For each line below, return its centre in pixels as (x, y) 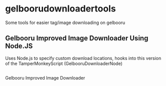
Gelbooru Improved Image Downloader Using (77, 38)
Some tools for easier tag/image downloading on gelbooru (65, 22)
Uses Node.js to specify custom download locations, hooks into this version (83, 58)
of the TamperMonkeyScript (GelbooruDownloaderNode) (64, 63)
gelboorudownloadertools (60, 9)
